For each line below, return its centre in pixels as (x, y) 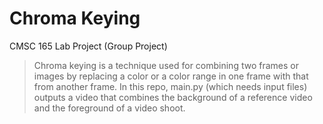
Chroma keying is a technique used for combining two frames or (166, 65)
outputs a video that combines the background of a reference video (173, 97)
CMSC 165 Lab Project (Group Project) (88, 46)
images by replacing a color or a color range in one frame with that (171, 76)
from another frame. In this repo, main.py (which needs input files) (170, 86)
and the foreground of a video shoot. (109, 108)
